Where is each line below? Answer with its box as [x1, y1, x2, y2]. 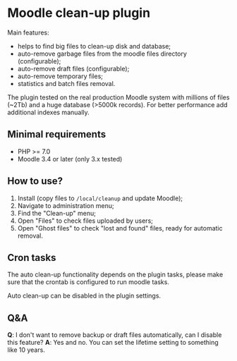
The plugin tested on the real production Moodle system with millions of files [7, 93, 230, 102]
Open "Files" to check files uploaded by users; [17, 216, 154, 225]
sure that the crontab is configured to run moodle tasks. [7, 278, 169, 286]
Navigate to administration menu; [17, 201, 114, 209]
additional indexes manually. [7, 108, 90, 116]
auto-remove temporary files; [17, 72, 104, 80]
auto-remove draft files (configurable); [17, 64, 130, 73]
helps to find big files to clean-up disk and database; [17, 42, 171, 50]
